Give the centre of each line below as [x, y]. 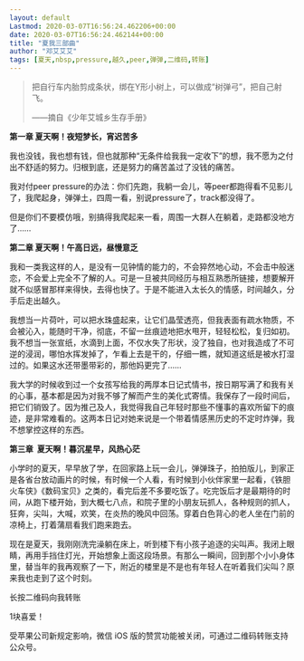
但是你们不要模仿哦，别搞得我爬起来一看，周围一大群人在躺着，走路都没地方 [152, 217]
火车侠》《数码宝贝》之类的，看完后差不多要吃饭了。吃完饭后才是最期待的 [146, 491]
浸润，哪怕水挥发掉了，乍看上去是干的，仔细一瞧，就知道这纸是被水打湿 [160, 354]
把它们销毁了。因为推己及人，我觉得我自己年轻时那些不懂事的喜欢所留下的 [148, 407]
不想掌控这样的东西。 [49, 430]
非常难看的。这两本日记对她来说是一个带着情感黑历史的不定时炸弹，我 [164, 418]
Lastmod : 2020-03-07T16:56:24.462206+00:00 [93, 26]
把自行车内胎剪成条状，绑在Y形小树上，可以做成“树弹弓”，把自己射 [157, 86]
